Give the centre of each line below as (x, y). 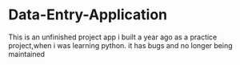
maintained (27, 54)
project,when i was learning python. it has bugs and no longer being (120, 45)
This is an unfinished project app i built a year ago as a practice (113, 37)
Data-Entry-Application (88, 15)
